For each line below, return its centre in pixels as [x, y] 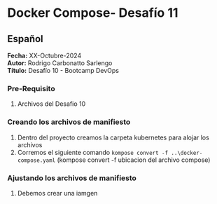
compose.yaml [36, 160]
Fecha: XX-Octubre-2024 [44, 55]
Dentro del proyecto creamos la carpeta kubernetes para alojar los [113, 137]
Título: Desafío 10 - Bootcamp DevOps [63, 70]
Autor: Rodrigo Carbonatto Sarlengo [60, 63]
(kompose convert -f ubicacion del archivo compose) [134, 160]
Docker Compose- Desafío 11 [93, 13]
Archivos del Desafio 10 [51, 104]
